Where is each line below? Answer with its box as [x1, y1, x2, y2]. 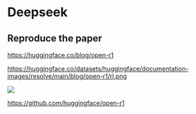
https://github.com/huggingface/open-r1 [7, 99, 125, 107]
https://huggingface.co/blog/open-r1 [7, 51, 114, 59]
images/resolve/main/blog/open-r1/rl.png [7, 72, 127, 80]
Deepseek [7, 4, 68, 20]
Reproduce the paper [7, 32, 102, 44]
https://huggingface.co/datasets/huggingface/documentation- [7, 65, 189, 72]
